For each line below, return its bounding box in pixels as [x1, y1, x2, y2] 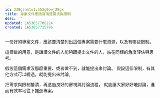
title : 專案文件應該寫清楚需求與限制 [5, 12, 71, 16]
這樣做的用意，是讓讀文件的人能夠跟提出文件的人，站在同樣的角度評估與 [5, 49, 149, 55]
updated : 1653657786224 [5, 20, 53, 26]
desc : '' [5, 16, 23, 21]
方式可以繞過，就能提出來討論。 [9, 71, 73, 77]
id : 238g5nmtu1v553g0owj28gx [5, 7, 64, 12]
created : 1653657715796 [5, 25, 53, 30]
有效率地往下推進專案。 [9, 88, 56, 94]
